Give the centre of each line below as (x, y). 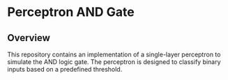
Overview (29, 38)
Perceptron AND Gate (71, 12)
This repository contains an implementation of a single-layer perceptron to (114, 54)
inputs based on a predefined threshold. (65, 69)
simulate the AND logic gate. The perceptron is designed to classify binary (114, 62)
